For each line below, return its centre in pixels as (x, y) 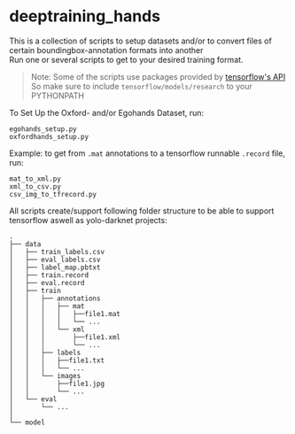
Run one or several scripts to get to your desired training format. (126, 59)
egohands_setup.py (43, 129)
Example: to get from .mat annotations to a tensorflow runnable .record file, (147, 153)
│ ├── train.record (49, 275)
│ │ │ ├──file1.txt (57, 360)
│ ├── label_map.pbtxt (55, 267)
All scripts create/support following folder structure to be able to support (142, 211)
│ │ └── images (45, 376)
